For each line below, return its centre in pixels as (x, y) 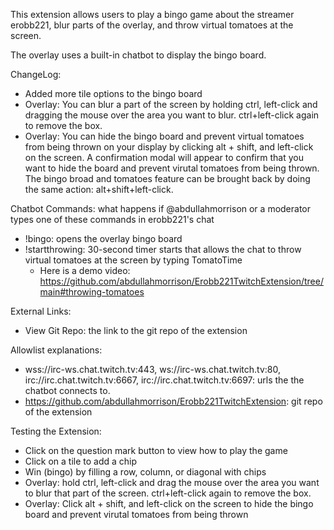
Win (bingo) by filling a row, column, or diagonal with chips (145, 472)
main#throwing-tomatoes (92, 292)
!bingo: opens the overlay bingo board (103, 238)
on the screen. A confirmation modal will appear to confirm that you (164, 157)
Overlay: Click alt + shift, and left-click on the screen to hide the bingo (169, 503)
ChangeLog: (36, 74)
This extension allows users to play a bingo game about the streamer (152, 14)
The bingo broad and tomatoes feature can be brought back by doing (167, 178)
